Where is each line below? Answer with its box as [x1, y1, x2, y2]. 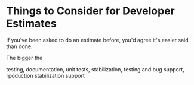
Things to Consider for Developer [6, 4, 175, 18]
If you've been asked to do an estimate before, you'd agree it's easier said [6, 36, 189, 43]
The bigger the [6, 54, 43, 61]
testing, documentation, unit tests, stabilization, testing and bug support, [6, 65, 185, 73]
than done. [6, 43, 33, 50]
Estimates [6, 17, 57, 30]
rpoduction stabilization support [6, 72, 85, 79]
